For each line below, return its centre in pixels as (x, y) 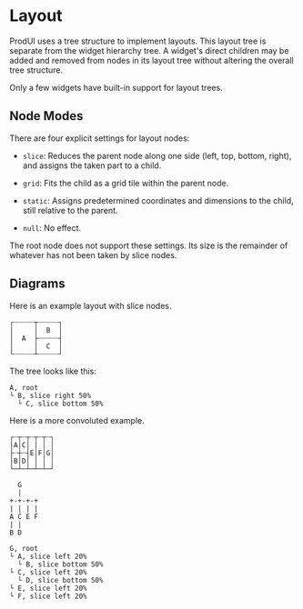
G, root (24, 548)
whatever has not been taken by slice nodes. (93, 255)
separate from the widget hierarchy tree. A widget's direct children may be (149, 50)
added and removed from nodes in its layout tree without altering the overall (151, 60)
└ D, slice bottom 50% (61, 580)
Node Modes (46, 116)
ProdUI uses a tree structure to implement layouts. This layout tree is (138, 41)
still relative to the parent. (70, 210)
